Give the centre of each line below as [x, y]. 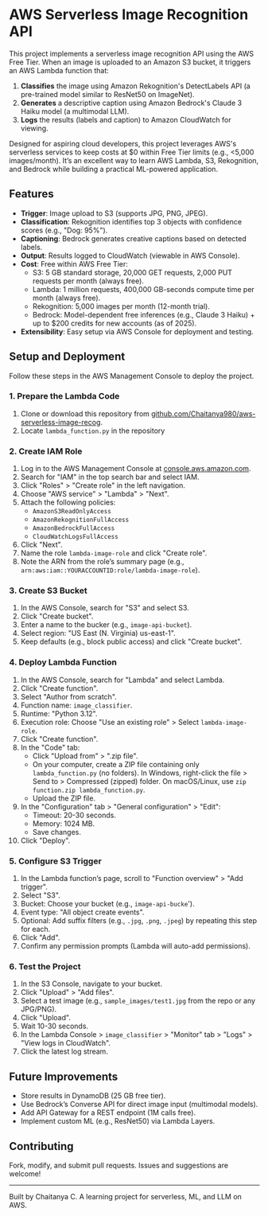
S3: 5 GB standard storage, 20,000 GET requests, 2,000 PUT [132, 272]
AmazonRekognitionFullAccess [81, 520]
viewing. [34, 128]
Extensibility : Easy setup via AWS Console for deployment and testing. [137, 331]
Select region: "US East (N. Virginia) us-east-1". [98, 633]
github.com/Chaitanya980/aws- [204, 413]
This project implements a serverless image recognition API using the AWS [132, 53]
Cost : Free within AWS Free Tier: [74, 263]
